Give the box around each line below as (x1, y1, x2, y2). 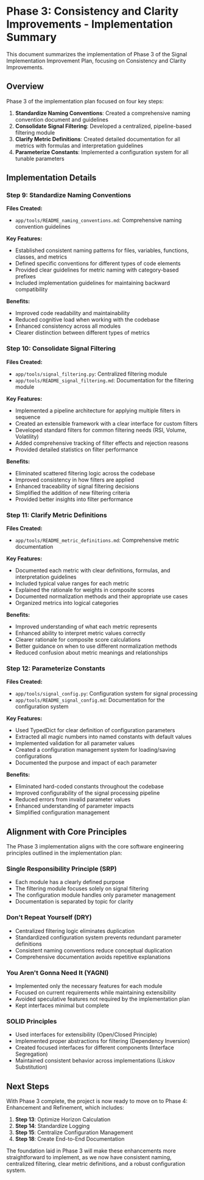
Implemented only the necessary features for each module (15, 982, 163, 990)
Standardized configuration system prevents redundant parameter (15, 933, 181, 941)
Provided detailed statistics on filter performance (15, 445, 138, 453)
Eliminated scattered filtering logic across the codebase (15, 469, 155, 477)
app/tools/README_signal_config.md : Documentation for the (15, 696, 165, 704)
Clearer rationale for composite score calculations (15, 636, 141, 644)
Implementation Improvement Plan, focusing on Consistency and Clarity (6, 57, 186, 64)
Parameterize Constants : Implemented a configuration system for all (15, 148, 189, 155)
